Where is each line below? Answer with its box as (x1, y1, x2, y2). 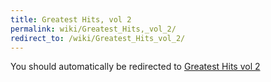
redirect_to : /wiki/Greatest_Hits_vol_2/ (10, 33, 186, 43)
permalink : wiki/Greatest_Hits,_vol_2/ (10, 24, 177, 34)
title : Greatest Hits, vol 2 (10, 14, 132, 25)
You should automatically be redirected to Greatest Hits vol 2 (10, 61, 261, 73)
